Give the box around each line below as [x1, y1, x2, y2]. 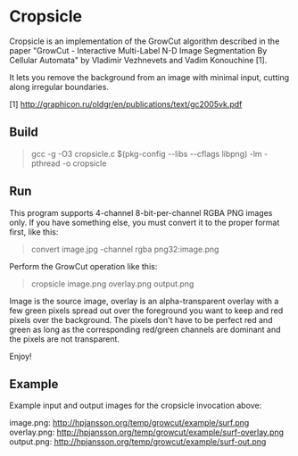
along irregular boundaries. [9, 81, 110, 92]
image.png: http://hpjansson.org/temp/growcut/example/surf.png [9, 418, 250, 428]
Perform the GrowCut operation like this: [9, 261, 158, 271]
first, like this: [9, 226, 59, 237]
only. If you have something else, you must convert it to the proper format [9, 217, 280, 228]
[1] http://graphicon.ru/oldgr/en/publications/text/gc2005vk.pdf [9, 98, 243, 109]
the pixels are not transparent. [9, 333, 120, 344]
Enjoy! [9, 351, 33, 361]
